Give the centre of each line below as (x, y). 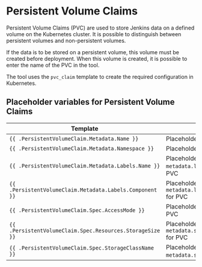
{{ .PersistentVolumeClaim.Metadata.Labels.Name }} (85, 166)
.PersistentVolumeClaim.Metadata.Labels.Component (83, 190)
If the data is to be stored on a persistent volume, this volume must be (93, 52)
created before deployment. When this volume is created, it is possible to (97, 58)
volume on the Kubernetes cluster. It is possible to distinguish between (94, 34)
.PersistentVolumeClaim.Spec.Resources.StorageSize (85, 231)
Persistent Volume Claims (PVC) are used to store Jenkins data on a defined (100, 28)
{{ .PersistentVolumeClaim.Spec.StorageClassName (82, 248)
